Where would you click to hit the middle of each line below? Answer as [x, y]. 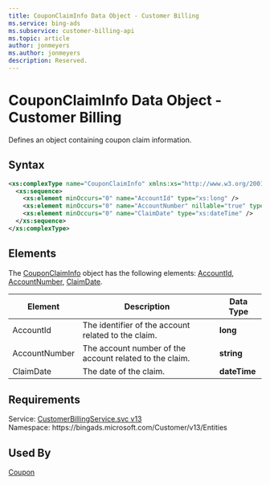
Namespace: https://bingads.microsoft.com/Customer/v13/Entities [118, 428]
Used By [30, 452]
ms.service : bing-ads [45, 23]
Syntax [27, 165]
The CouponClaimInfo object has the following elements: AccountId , [121, 273]
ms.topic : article [39, 38]
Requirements [44, 399]
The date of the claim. [123, 371]
